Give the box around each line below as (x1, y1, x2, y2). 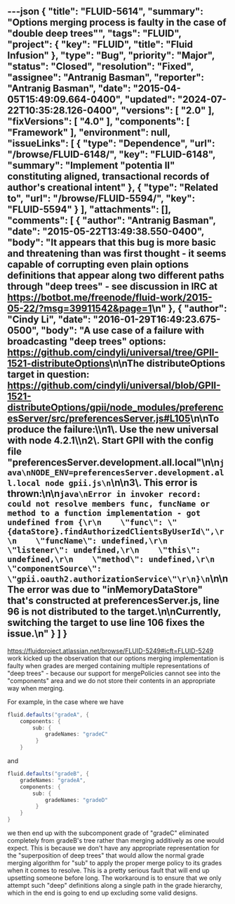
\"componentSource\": (7, 563, 102, 574)
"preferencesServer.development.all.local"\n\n (7, 457, 220, 469)
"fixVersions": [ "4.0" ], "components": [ (7, 115, 191, 127)
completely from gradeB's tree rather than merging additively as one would (7, 836, 224, 845)
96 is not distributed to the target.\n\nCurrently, (7, 605, 221, 618)
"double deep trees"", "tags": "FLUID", (7, 27, 182, 39)
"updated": (124, 94, 175, 106)
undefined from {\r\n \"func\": (7, 517, 163, 527)
